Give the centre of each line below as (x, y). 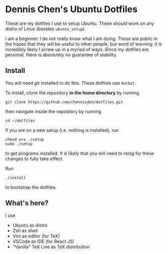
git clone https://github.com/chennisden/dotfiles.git (64, 102)
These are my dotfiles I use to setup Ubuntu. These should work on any (80, 23)
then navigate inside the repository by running (53, 111)
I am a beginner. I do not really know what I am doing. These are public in (81, 39)
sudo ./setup (19, 144)
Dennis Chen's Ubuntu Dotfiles (71, 9)
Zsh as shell (25, 230)
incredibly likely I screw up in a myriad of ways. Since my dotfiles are (77, 49)
